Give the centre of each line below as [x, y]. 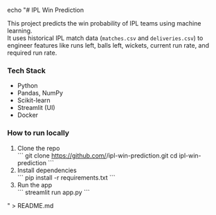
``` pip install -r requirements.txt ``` [66, 177]
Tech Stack [27, 71]
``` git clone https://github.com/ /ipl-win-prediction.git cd [97, 156]
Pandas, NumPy [40, 93]
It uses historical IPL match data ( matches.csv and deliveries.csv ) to [105, 38]
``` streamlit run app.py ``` [53, 192]
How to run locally [38, 133]
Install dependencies [47, 170]
